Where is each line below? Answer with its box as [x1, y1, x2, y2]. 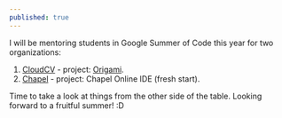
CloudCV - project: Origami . [21, 64, 124, 75]
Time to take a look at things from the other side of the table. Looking [9, 90, 262, 101]
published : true [9, 12, 69, 22]
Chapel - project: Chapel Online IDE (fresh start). [21, 73, 200, 84]
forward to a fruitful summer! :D [9, 99, 124, 111]
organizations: [9, 46, 62, 58]
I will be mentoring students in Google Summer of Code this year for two [9, 37, 274, 48]
